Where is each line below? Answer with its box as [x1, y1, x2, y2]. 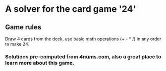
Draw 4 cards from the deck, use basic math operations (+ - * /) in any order [5, 36, 162, 42]
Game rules [5, 23, 42, 31]
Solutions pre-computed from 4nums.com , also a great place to [5, 53, 162, 60]
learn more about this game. [5, 59, 75, 66]
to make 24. [5, 41, 30, 47]
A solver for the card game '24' [5, 3, 136, 15]
